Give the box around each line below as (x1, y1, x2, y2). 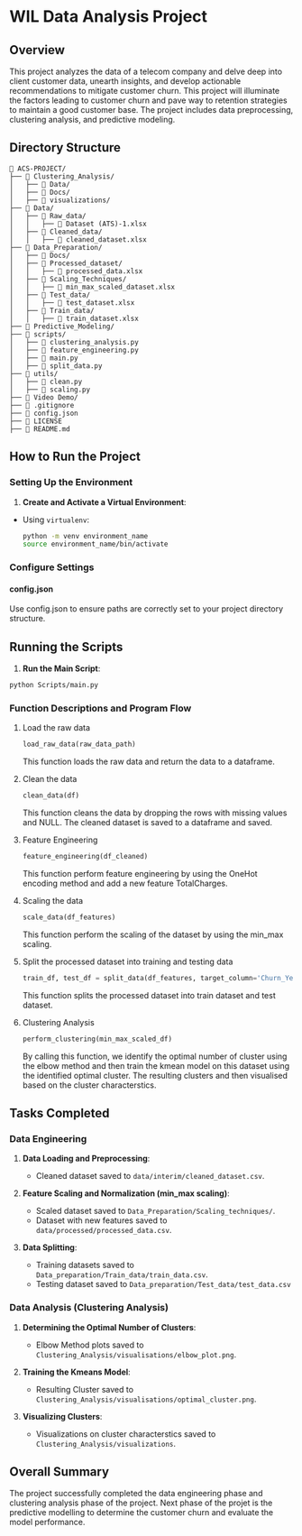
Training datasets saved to (35, 1260, 135, 1271)
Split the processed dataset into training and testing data (22, 956, 233, 967)
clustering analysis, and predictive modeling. (9, 115, 176, 124)
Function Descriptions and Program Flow (9, 702, 192, 714)
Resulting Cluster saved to (35, 1384, 133, 1394)
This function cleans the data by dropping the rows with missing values (22, 807, 288, 818)
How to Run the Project (9, 449, 142, 464)
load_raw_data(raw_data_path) (22, 740, 137, 750)
